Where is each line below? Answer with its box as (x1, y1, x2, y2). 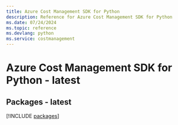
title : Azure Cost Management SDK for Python (6, 8, 120, 15)
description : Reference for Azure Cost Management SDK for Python (6, 14, 173, 20)
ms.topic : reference (6, 25, 57, 31)
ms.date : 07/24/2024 (6, 19, 57, 25)
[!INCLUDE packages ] (6, 113, 60, 119)
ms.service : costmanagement (6, 36, 75, 42)
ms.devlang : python (6, 31, 54, 36)
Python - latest (6, 74, 81, 87)
